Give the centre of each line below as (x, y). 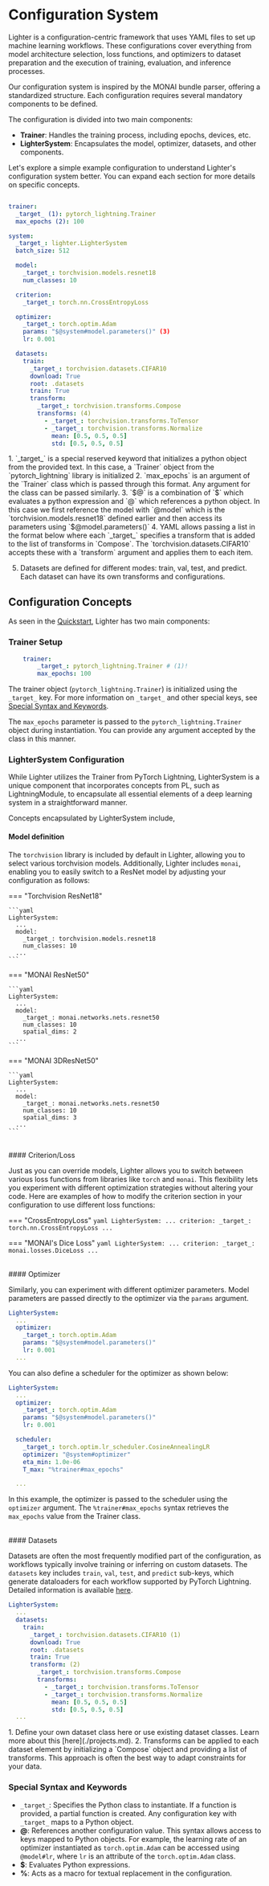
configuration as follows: (49, 880)
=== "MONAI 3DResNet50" (53, 1060)
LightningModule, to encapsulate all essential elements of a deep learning (130, 794)
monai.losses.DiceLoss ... (53, 1250)
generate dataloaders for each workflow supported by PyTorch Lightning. (130, 1581)
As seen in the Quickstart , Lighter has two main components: (109, 621)
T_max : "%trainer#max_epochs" (73, 1469)
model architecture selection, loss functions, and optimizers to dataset (125, 54)
